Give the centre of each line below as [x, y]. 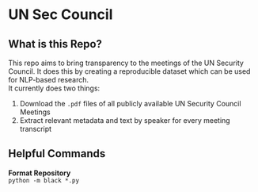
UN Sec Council [61, 15]
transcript [36, 129]
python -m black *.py [44, 180]
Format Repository [40, 173]
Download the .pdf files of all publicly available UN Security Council [130, 104]
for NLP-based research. [49, 80]
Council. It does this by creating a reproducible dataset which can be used [129, 71]
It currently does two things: [54, 88]
